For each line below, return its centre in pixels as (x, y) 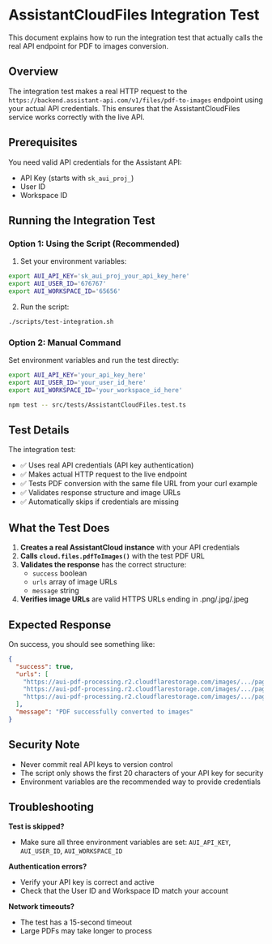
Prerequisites (43, 142)
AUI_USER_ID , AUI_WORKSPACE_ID (71, 851)
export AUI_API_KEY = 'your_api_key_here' (78, 375)
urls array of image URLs (74, 582)
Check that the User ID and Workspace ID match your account (124, 891)
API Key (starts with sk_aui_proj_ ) (77, 178)
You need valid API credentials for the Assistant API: (95, 162)
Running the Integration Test (82, 220)
